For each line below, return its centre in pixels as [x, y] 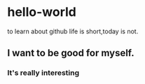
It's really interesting [43, 73]
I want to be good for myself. [71, 53]
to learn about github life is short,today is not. [73, 31]
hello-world [42, 12]
